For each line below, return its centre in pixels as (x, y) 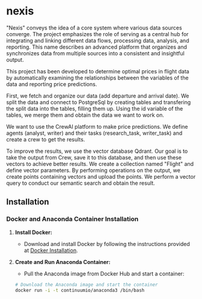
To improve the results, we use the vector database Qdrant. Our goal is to (97, 151)
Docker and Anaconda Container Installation (72, 219)
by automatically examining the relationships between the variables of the (97, 78)
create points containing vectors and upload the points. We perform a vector (101, 176)
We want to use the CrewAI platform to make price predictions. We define (97, 126)
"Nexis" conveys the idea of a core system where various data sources (94, 28)
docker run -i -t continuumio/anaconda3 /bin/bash (80, 290)
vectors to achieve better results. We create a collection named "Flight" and (100, 164)
